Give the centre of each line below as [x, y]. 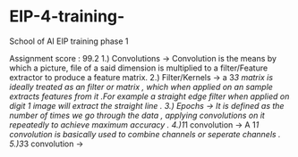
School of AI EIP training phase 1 [69, 41]
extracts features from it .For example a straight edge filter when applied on [149, 96]
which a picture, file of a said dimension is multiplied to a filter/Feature [139, 68]
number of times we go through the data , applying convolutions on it [137, 115]
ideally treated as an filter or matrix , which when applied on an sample [141, 87]
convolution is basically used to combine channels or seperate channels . [145, 134]
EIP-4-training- [67, 17]
